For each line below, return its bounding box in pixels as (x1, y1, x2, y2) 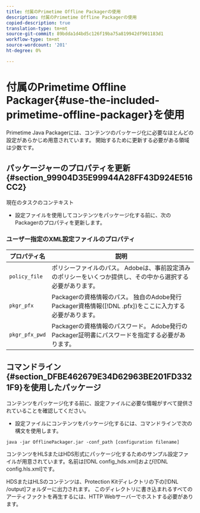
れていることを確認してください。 (6, 407, 89, 414)
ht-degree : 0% (6, 48, 42, 54)
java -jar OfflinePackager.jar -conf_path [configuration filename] (6, 439, 180, 445)
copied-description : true (6, 20, 70, 26)
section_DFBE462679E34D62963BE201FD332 (14, 371, 192, 382)
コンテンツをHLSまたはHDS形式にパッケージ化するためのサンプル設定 (6, 450, 179, 457)
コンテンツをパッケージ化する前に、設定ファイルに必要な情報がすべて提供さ (6, 400, 193, 407)
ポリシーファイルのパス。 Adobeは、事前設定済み (51, 263, 191, 272)
